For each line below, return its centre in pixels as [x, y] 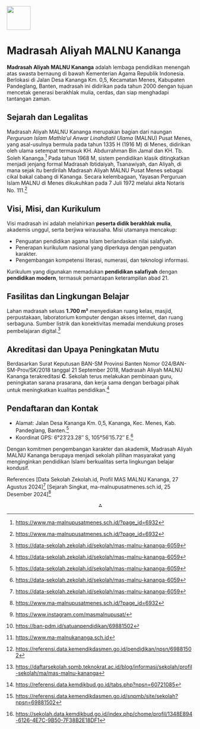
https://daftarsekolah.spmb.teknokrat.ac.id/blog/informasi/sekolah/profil [104, 667]
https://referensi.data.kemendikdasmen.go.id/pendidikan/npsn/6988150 [103, 649]
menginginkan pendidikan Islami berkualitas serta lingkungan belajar [91, 461]
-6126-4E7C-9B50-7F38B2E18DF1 [57, 720]
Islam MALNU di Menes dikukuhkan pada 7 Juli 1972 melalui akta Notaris [96, 183]
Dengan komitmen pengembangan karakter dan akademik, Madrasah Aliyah [99, 449]
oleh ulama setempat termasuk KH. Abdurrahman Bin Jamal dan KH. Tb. [95, 150]
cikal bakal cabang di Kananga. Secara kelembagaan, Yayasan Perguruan [96, 177]
